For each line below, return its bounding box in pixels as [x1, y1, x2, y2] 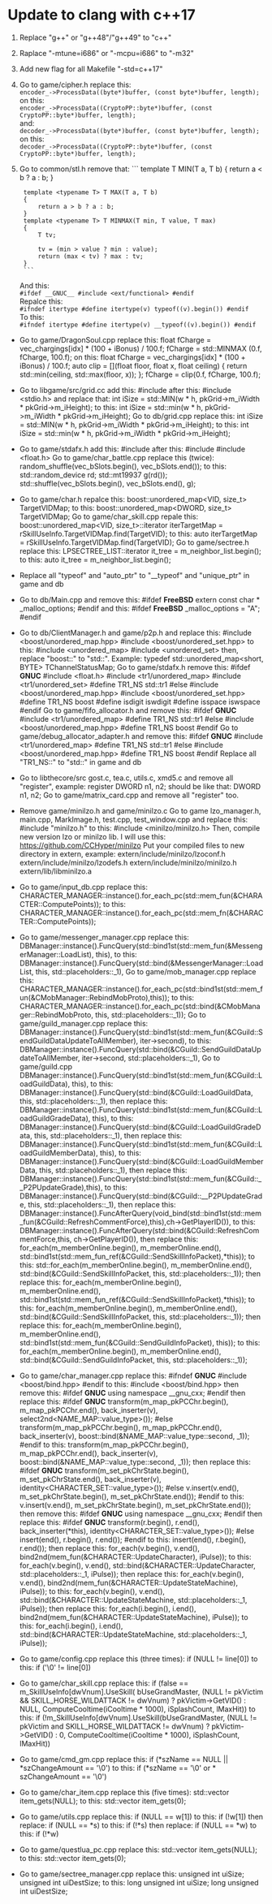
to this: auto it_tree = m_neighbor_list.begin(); [19, 555, 171, 564]
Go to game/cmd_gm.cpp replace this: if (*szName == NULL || [19, 1754, 229, 1764]
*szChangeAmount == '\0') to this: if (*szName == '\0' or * [19, 1763, 217, 1772]
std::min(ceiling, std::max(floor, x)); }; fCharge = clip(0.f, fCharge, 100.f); [19, 369, 261, 379]
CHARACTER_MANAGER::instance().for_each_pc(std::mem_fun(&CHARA [19, 891, 263, 900]
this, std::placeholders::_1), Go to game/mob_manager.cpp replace [35, 966, 257, 976]
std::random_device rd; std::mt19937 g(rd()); [19, 469, 168, 480]
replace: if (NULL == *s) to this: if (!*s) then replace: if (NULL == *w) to [19, 1820, 257, 1830]
